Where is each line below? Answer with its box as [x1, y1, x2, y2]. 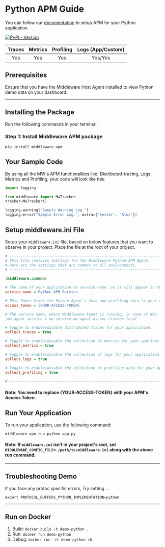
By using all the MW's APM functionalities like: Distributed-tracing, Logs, [5, 171, 152, 177]
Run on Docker [5, 513, 52, 521]
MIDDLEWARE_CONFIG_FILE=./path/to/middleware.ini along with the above [5, 447, 153, 453]
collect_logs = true [5, 357, 48, 362]
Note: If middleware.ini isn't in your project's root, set [5, 442, 116, 447]
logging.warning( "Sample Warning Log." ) [5, 208, 89, 213]
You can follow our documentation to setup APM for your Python [5, 20, 136, 26]
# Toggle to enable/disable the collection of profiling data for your [5, 365, 155, 370]
